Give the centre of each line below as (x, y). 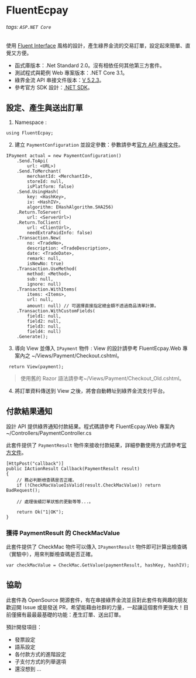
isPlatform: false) (51, 187)
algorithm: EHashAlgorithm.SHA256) (71, 207)
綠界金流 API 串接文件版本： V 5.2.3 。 (59, 80)
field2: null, (44, 321)
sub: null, (40, 279)
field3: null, (44, 326)
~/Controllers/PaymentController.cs (49, 433)
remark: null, (44, 259)
